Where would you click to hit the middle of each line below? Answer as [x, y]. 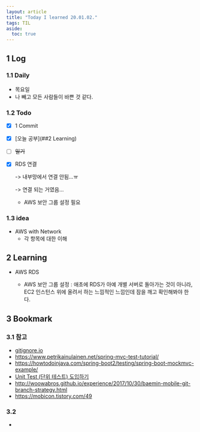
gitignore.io [29, 350]
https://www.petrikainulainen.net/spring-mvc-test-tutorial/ [87, 357]
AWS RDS [27, 272]
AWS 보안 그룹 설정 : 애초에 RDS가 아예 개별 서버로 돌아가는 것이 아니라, [108, 284]
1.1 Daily [18, 76]
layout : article [26, 12]
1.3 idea [18, 218]
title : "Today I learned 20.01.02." [52, 17]
